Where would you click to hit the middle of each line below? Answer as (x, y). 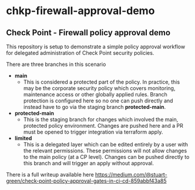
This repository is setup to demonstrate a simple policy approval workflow (96, 46)
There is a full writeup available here (50, 174)
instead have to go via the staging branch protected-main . (95, 107)
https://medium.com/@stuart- (131, 174)
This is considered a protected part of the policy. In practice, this (102, 82)
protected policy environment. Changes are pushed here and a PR (103, 126)
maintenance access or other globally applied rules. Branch (95, 94)
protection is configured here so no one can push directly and (98, 101)
